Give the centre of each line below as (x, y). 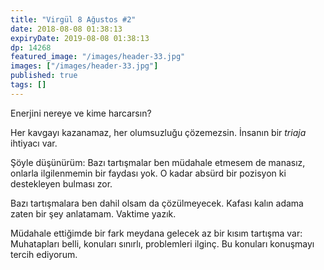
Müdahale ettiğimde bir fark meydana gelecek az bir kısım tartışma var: (156, 233)
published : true (44, 76)
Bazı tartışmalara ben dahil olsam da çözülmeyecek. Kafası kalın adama (157, 203)
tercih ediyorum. (44, 254)
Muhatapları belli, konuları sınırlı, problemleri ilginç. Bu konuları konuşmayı (162, 243)
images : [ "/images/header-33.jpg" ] (84, 66)
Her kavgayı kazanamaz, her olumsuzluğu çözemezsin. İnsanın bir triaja (158, 132)
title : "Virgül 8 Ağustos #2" (73, 19)
